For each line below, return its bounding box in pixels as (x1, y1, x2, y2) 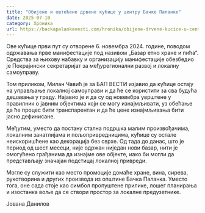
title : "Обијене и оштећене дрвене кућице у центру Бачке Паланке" (6, 9, 182, 15)
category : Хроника (6, 20, 53, 26)
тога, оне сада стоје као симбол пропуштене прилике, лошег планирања (6, 182, 197, 189)
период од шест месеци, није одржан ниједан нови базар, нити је (6, 144, 178, 151)
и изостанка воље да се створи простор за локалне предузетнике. (6, 189, 181, 196)
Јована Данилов (6, 200, 50, 208)
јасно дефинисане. (6, 113, 56, 120)
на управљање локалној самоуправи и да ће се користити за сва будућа (6, 87, 197, 95)
